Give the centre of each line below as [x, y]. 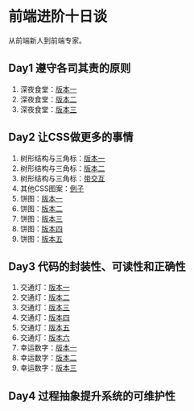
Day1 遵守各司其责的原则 [70, 68]
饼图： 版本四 [41, 228]
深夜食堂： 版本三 [48, 109]
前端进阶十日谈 [58, 17]
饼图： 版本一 [41, 198]
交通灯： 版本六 [45, 338]
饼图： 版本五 [41, 239]
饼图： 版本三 [41, 218]
